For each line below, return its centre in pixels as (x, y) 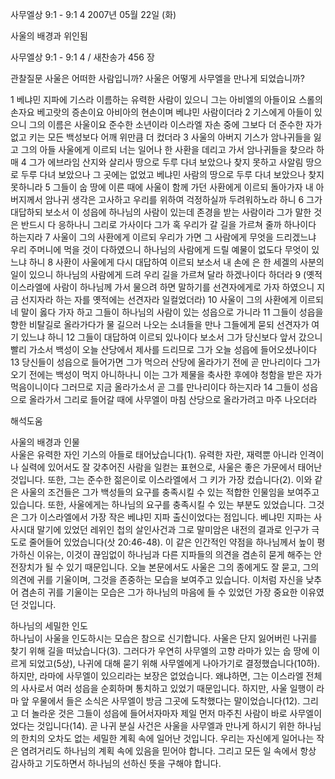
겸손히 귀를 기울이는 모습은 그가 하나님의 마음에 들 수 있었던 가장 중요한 (159, 592)
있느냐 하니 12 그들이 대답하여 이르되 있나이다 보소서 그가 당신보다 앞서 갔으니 (171, 337)
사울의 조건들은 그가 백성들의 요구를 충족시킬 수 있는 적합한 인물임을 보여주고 (170, 492)
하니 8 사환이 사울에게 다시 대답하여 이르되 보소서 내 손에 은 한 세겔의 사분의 (176, 262)
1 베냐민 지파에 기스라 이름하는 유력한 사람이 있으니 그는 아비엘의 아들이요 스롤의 (166, 99)
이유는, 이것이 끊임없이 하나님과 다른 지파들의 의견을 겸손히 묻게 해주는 (174, 554)
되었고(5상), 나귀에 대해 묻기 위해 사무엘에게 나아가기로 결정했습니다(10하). (174, 663)
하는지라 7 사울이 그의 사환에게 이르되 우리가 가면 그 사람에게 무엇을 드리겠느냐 (163, 237)
